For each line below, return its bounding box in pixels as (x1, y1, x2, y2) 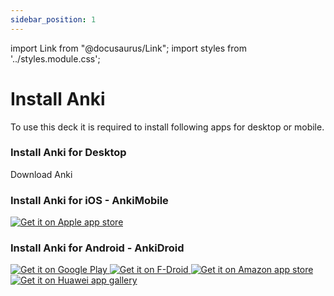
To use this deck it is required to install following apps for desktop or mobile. (10, 121, 325, 133)
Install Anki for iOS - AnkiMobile (10, 193, 169, 207)
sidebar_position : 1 (10, 14, 97, 25)
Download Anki (10, 168, 73, 180)
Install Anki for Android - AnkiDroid (10, 241, 185, 255)
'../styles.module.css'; (10, 52, 101, 65)
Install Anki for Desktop (10, 146, 127, 160)
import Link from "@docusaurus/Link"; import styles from (10, 42, 247, 54)
